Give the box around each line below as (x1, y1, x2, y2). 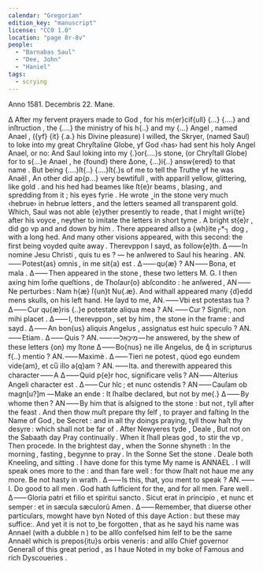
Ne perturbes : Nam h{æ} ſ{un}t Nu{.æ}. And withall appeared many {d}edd (8, 286, 253, 296)
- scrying (15, 77, 47, 85)
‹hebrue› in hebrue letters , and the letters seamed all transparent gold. (8, 198, 239, 208)
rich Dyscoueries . (8, 553, 68, 562)
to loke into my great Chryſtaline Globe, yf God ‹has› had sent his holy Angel (8, 140, 256, 149)
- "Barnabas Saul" (15, 48, 76, 56)
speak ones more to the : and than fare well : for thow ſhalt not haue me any (8, 466, 254, 475)
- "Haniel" (15, 63, 51, 71)
